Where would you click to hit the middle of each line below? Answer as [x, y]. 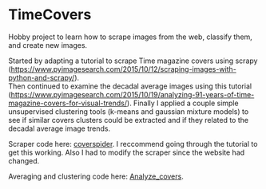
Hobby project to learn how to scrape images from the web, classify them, [131, 37]
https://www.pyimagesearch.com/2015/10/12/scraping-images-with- [124, 69]
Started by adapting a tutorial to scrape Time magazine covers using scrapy [133, 61]
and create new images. [48, 45]
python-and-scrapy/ [42, 77]
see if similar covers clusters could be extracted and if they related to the [129, 120]
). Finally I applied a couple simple [183, 103]
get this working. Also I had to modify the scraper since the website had [127, 152]
